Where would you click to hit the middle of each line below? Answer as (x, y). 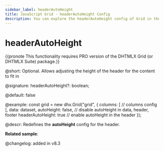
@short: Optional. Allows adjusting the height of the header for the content (80, 71)
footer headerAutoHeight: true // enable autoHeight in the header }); (73, 115)
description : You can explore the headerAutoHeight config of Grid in (78, 19)
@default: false (20, 95)
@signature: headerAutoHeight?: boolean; (47, 86)
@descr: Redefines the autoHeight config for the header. (63, 125)
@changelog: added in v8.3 (33, 143)
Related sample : (22, 134)
